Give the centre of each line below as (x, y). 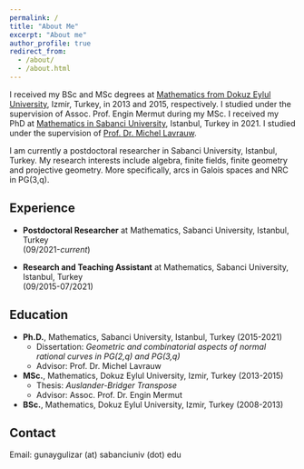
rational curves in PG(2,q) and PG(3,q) (108, 356)
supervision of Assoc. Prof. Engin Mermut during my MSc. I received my (144, 114)
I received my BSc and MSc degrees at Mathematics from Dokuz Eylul (140, 94)
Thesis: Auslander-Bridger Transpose (107, 385)
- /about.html (44, 69)
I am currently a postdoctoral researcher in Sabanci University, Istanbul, (143, 150)
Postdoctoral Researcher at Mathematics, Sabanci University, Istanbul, (156, 230)
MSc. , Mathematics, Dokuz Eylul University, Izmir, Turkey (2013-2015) (153, 375)
